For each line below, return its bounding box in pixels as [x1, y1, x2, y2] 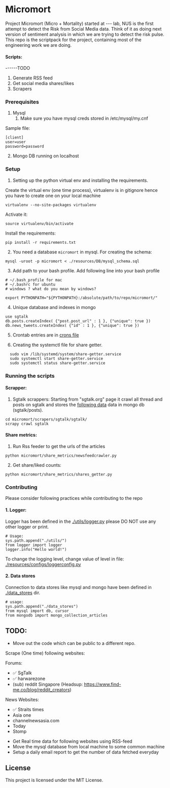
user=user [5, 139, 26, 145]
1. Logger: [5, 506, 27, 513]
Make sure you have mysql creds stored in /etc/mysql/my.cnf [20, 116, 148, 122]
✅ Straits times [12, 706, 44, 712]
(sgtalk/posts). [12, 407, 43, 413]
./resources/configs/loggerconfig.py [5, 561, 81, 567]
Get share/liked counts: [12, 462, 62, 468]
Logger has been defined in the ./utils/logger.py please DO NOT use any [5, 518, 156, 524]
